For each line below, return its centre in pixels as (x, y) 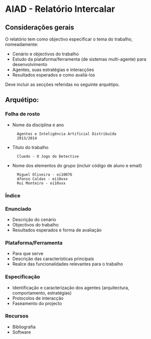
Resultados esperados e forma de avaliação (57, 230)
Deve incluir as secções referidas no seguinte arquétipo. (62, 84)
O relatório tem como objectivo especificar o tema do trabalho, (69, 39)
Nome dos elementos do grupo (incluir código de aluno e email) (77, 165)
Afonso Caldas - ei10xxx (42, 179)
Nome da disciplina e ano (38, 125)
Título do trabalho (30, 147)
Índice (13, 195)
